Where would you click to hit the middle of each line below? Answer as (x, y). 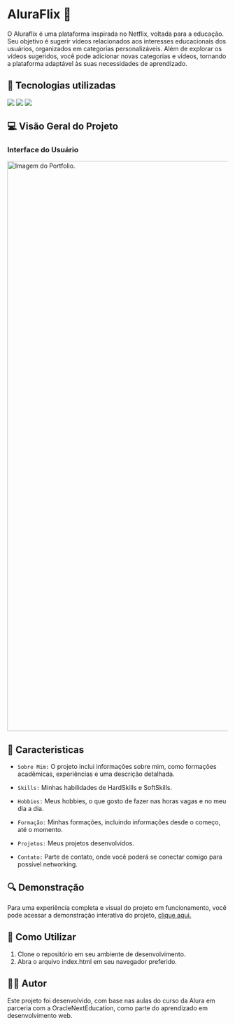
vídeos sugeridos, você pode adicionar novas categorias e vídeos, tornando (117, 56)
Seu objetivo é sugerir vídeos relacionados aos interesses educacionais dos (116, 41)
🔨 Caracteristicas (46, 750)
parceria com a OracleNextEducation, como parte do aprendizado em (108, 1008)
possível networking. (48, 864)
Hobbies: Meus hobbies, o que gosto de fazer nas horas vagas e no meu (122, 801)
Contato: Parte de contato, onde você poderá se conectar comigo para (120, 857)
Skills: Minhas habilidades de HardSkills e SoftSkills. (95, 788)
